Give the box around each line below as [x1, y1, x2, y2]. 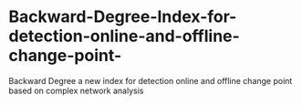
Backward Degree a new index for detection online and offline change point [8, 75, 293, 86]
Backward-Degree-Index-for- [8, 6, 237, 27]
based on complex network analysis [8, 85, 144, 96]
